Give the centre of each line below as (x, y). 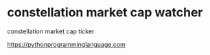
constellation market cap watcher (105, 13)
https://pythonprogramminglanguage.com (66, 44)
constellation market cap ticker (51, 31)
